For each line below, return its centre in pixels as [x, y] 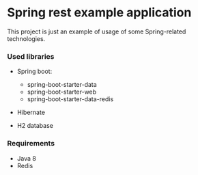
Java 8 [26, 158]
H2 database [35, 126]
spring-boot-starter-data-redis [70, 99]
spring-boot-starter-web [62, 92]
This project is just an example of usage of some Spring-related [97, 31]
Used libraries [31, 56]
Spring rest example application [99, 13]
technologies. [26, 38]
